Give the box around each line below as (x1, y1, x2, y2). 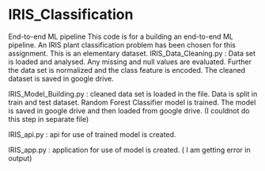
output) (8, 153, 32, 163)
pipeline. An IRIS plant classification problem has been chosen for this (8, 40, 236, 49)
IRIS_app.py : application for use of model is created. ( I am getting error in (8, 145, 251, 154)
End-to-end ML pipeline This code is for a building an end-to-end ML (8, 32, 233, 41)
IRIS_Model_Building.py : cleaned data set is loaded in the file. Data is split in (8, 89, 258, 98)
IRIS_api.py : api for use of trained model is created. (8, 129, 176, 139)
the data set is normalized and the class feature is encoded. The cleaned (8, 65, 246, 74)
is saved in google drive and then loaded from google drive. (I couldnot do (8, 105, 250, 116)
